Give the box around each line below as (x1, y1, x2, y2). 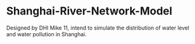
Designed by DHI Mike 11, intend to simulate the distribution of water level (6, 24, 190, 31)
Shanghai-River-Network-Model (6, 4, 173, 18)
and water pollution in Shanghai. (6, 30, 87, 37)
